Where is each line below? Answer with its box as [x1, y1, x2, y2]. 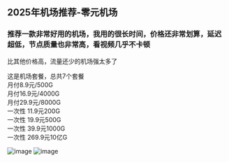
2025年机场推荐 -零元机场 [7, 6, 118, 19]
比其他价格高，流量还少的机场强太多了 [7, 57, 117, 65]
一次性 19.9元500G [7, 115, 61, 124]
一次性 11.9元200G [7, 107, 61, 115]
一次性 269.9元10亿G [7, 133, 68, 141]
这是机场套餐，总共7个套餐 [7, 72, 84, 80]
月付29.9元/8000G [7, 98, 61, 106]
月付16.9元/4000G [7, 89, 60, 98]
